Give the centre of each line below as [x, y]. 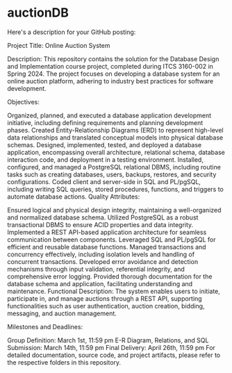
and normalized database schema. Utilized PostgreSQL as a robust [103, 217]
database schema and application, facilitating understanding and [100, 283]
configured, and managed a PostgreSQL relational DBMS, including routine [114, 167]
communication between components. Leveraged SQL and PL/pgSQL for [111, 239]
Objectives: [23, 101]
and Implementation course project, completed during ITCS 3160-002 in [110, 66]
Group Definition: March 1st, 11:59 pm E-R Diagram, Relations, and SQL [108, 340]
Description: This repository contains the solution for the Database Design [113, 59]
